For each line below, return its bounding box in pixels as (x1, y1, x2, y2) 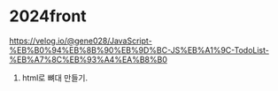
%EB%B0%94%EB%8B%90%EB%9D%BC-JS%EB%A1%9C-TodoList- (9, 44, 270, 55)
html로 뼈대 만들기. (21, 72, 89, 83)
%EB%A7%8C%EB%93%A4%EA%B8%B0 (9, 54, 168, 64)
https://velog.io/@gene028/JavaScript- (9, 35, 152, 46)
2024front (9, 6, 87, 27)
